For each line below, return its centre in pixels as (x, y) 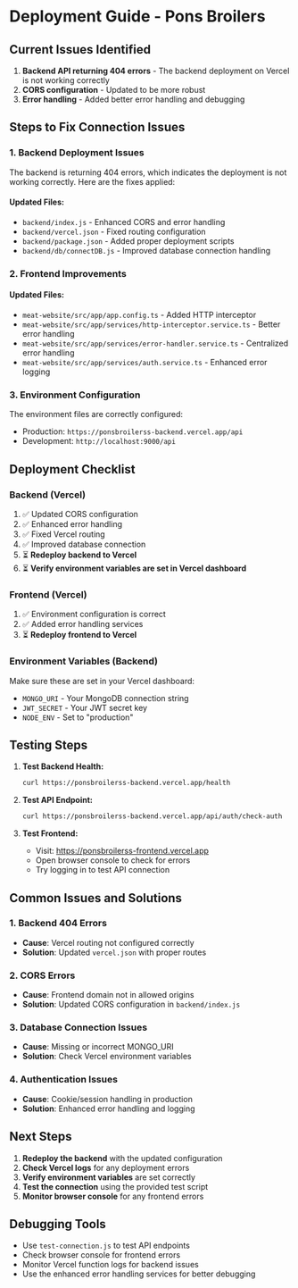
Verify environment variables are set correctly (109, 1177)
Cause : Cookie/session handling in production (108, 1099)
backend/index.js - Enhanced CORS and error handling (124, 222)
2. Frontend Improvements (68, 273)
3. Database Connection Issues (79, 1027)
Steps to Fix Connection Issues (97, 127)
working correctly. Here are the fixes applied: (92, 181)
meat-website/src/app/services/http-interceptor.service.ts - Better (151, 324)
